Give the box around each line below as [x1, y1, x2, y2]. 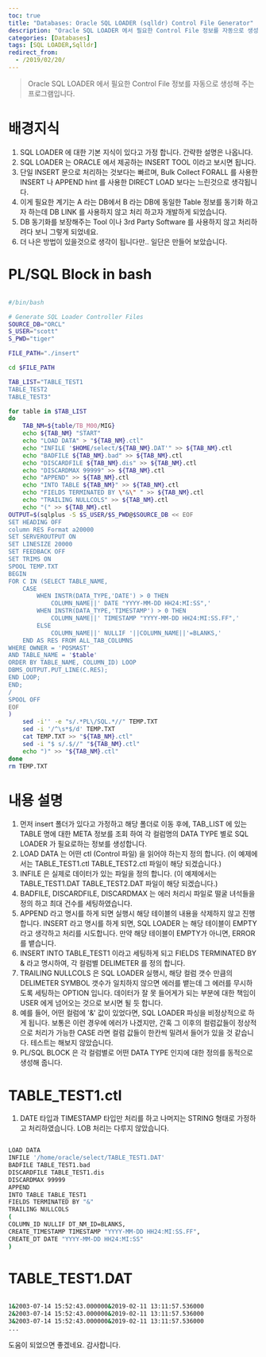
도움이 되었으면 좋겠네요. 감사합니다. [8, 1340, 121, 1349]
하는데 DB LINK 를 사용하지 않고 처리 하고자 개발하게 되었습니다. [28, 207, 228, 216]
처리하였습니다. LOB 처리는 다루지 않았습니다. [28, 1123, 169, 1133]
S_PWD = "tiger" [8, 335, 56, 343]
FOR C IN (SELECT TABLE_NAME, [8, 577, 109, 585]
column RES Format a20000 [8, 526, 94, 534]
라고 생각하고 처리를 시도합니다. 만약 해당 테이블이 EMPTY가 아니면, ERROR [19, 928, 256, 939]
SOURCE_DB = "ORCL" [8, 320, 66, 329]
